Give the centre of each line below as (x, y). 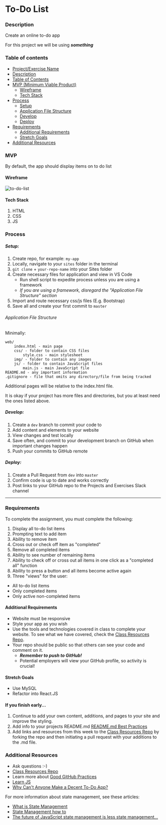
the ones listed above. (28, 401)
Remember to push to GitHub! (51, 655)
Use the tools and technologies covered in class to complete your (79, 629)
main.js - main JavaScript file (56, 368)
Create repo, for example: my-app (45, 258)
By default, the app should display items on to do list (59, 166)
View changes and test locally (43, 435)
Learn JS (21, 782)
